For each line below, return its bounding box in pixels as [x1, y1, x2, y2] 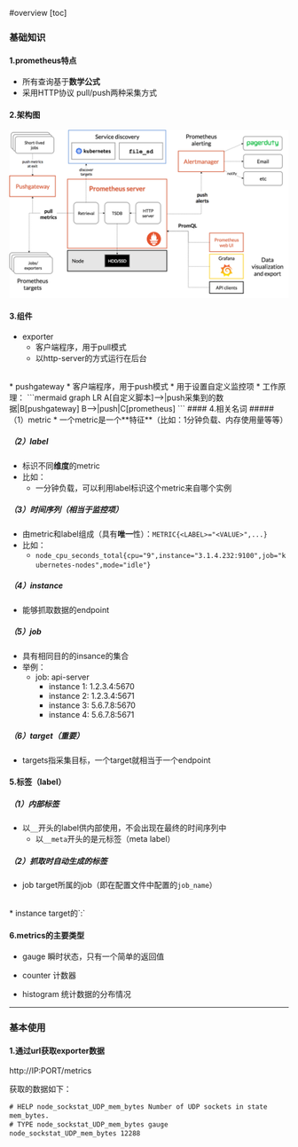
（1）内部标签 [9, 798, 60, 809]
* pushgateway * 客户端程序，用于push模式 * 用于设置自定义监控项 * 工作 [9, 381, 278, 391]
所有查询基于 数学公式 [21, 76, 100, 87]
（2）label [9, 436, 49, 447]
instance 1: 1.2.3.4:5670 [48, 680, 135, 691]
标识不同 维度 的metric [21, 460, 100, 471]
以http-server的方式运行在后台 [35, 352, 148, 363]
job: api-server [35, 672, 90, 682]
